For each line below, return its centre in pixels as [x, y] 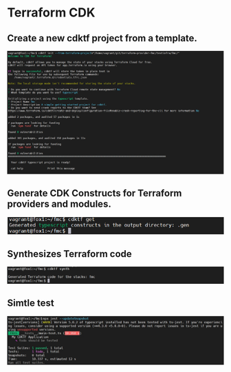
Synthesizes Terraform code [69, 254]
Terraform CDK [51, 13]
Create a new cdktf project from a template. [102, 38]
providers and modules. [59, 204]
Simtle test [31, 303]
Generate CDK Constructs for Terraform [95, 193]
